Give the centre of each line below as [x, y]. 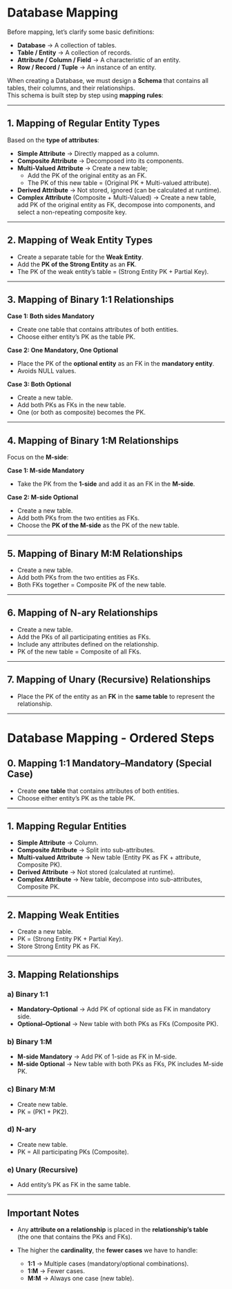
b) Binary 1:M [30, 1041]
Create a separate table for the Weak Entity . [80, 257]
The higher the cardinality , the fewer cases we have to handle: [107, 1250]
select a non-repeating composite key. [72, 212]
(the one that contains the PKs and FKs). [75, 1237]
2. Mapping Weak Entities [63, 915]
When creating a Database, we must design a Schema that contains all [108, 80]
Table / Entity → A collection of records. [75, 52]
